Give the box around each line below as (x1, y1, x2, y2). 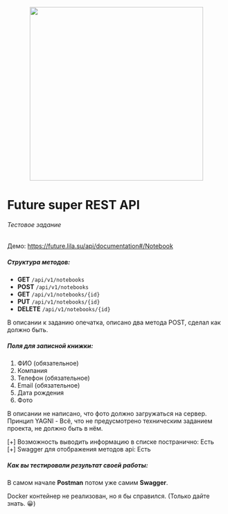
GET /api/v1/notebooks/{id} (17, 290, 100, 299)
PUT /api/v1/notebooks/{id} (17, 297, 100, 306)
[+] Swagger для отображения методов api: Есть (7, 445, 151, 454)
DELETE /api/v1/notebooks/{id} (17, 305, 111, 313)
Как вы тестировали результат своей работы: (7, 461, 148, 469)
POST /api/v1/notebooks (17, 283, 89, 291)
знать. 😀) (7, 499, 36, 508)
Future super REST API (7, 197, 140, 213)
